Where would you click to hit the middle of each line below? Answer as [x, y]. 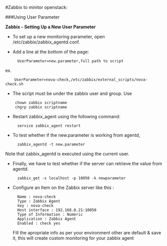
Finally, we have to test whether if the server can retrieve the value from [87, 163]
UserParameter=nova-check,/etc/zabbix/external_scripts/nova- [81, 80]
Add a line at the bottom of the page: [51, 52]
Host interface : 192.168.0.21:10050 [57, 210]
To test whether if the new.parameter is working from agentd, [76, 135]
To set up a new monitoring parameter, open [59, 37]
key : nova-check [36, 206]
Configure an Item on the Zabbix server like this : [63, 187]
